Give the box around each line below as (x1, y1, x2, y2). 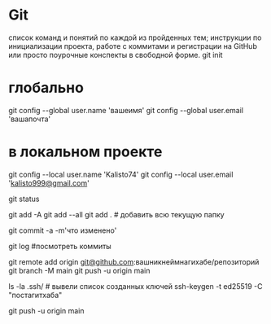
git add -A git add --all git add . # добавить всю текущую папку (8, 209, 225, 219)
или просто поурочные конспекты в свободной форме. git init (8, 50, 223, 59)
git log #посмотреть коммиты (8, 241, 111, 251)
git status (8, 194, 40, 204)
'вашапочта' (8, 114, 51, 124)
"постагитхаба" (8, 290, 63, 300)
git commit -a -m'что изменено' (8, 225, 117, 235)
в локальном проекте (8, 142, 163, 161)
